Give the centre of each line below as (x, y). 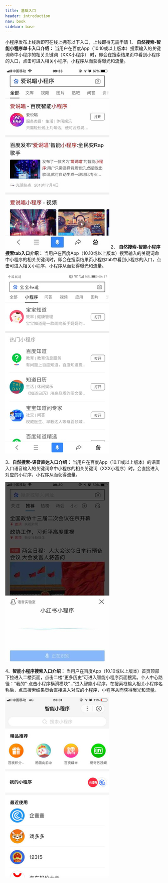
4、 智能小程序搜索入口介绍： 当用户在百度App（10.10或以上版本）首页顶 (80, 671)
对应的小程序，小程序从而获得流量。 (43, 475)
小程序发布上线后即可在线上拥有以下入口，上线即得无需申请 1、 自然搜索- (81, 42)
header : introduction (28, 16)
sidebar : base (20, 27)
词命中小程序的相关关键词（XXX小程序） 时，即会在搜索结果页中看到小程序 (83, 55)
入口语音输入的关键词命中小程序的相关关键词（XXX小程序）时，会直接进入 (82, 469)
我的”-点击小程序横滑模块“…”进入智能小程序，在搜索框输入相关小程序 (87, 684)
